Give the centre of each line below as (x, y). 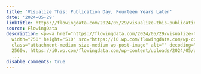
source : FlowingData (32, 28)
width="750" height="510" (44, 39)
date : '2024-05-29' (31, 17)
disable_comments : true (36, 61)
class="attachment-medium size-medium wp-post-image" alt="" (89, 45)
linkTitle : (20, 23)
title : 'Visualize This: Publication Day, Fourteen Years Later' (89, 12)
